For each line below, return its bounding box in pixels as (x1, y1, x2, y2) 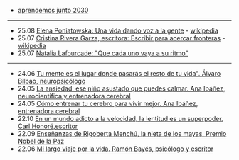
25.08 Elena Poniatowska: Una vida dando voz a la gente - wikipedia (17, 26, 218, 35)
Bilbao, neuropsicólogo (17, 77, 86, 85)
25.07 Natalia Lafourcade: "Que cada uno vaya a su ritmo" (17, 49, 188, 57)
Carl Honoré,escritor (17, 122, 78, 130)
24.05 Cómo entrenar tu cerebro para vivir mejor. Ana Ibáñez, (17, 99, 198, 108)
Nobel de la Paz (17, 137, 65, 145)
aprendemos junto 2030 (17, 6, 89, 14)
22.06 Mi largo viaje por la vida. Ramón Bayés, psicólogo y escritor (17, 144, 214, 153)
